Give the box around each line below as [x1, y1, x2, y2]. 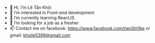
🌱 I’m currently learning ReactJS [9, 15, 75, 20]
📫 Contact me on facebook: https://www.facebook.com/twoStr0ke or [9, 26, 150, 31]
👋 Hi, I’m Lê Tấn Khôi [9, 5, 52, 10]
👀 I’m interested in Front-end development [9, 10, 95, 15]
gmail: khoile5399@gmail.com [9, 32, 71, 38]
